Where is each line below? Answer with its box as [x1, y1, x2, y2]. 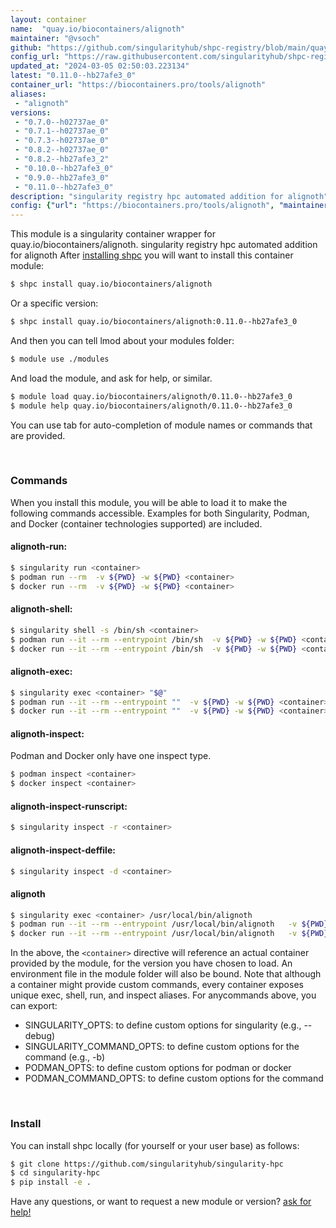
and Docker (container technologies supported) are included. [10, 517, 263, 530]
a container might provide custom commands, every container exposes [10, 979, 304, 991]
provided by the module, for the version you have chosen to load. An [10, 957, 293, 970]
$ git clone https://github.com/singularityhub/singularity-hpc [10, 1159, 284, 1169]
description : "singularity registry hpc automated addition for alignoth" [10, 191, 329, 201]
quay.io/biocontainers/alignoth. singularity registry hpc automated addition [10, 239, 318, 251]
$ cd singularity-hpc [10, 1168, 101, 1178]
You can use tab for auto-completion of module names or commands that [10, 419, 313, 431]
